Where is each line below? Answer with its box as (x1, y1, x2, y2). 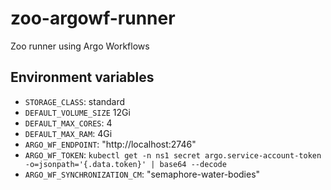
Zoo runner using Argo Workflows (10, 40, 150, 52)
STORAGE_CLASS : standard (24, 95, 126, 107)
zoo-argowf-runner (10, 7, 176, 30)
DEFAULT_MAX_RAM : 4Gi (24, 127, 113, 139)
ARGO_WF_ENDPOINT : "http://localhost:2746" (24, 138, 197, 150)
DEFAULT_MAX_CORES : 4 (24, 117, 113, 129)
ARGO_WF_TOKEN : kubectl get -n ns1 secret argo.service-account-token (24, 148, 322, 161)
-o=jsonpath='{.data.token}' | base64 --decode (24, 159, 227, 169)
